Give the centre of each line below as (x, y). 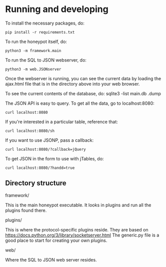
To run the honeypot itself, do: (36, 42)
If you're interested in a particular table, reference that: (62, 122)
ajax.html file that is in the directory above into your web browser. (72, 84)
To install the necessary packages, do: (45, 23)
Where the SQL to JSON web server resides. (51, 259)
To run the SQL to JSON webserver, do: (46, 60)
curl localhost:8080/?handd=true (40, 168)
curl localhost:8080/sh (30, 131)
